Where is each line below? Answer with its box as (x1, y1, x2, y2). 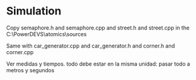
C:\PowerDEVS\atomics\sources (6, 30, 87, 37)
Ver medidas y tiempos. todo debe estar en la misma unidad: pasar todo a (6, 60, 191, 67)
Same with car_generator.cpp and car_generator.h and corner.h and (6, 42, 175, 49)
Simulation (6, 4, 62, 18)
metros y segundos (6, 66, 54, 73)
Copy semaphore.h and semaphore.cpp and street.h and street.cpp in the (6, 24, 190, 31)
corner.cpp (6, 48, 34, 55)
